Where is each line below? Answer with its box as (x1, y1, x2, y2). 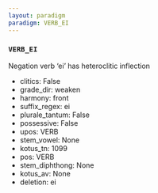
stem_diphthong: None (19, 160, 94, 170)
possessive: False (19, 118, 79, 127)
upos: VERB (19, 127, 59, 136)
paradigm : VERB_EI (8, 19, 69, 27)
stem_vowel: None (19, 135, 80, 145)
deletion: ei (19, 177, 57, 187)
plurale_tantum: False (19, 110, 90, 119)
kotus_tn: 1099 (19, 143, 67, 153)
